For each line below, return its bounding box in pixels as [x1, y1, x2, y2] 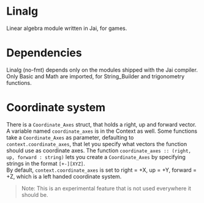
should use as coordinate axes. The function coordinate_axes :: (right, [6, 147, 192, 154]
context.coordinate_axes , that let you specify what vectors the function [6, 140, 187, 147]
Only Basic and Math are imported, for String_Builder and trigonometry [6, 72, 185, 80]
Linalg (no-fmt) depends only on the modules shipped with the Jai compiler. [6, 66, 198, 73]
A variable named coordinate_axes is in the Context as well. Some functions [6, 127, 198, 135]
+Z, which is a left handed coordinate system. [6, 172, 122, 180]
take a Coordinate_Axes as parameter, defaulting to [6, 133, 134, 141]
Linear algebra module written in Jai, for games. [6, 24, 127, 32]
